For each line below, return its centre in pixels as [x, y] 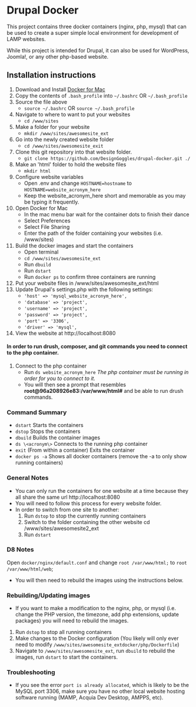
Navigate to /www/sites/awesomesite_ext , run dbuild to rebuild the [95, 651]
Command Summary [37, 412]
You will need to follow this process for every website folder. [88, 503]
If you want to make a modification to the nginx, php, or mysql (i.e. [95, 608]
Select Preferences [47, 221]
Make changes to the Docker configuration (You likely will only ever [97, 638]
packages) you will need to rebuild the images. [72, 621]
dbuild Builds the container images [58, 438]
